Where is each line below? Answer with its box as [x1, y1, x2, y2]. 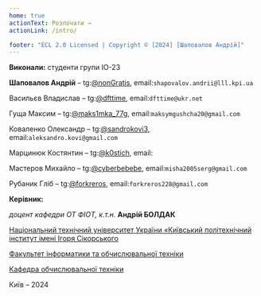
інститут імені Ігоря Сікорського [9, 234, 119, 243]
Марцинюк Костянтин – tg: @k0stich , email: [9, 148, 154, 158]
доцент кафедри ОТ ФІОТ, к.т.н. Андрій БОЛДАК [9, 210, 176, 220]
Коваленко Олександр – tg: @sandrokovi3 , [9, 124, 150, 134]
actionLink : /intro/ [9, 26, 78, 34]
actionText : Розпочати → [9, 19, 92, 27]
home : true [9, 11, 45, 20]
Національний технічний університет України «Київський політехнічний [9, 225, 252, 235]
